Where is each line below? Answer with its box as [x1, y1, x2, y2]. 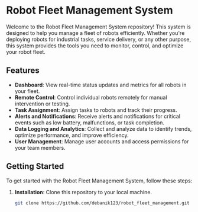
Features [6, 66, 40, 76]
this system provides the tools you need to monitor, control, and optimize [6, 42, 184, 49]
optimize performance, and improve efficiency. [14, 131, 129, 139]
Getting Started [6, 161, 64, 172]
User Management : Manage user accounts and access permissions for [14, 137, 189, 145]
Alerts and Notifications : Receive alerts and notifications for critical [14, 113, 180, 120]
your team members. [14, 144, 66, 151]
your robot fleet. [6, 48, 46, 55]
